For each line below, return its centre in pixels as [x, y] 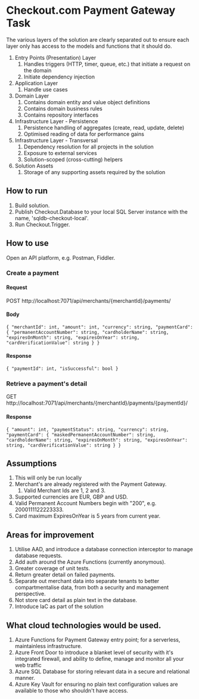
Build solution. [32, 205]
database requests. [38, 556]
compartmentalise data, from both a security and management [92, 588]
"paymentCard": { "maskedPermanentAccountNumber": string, [81, 434]
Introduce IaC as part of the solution [59, 607]
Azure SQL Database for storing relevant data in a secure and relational [102, 671]
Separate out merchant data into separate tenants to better [87, 581]
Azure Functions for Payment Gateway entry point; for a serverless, [97, 640]
